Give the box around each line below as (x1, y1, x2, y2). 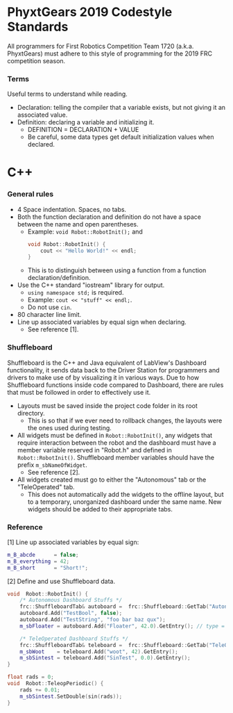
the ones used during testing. (27, 423, 112, 432)
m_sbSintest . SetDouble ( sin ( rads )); (19, 693, 123, 700)
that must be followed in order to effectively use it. (7, 388, 151, 396)
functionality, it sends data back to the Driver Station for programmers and (7, 366, 220, 374)
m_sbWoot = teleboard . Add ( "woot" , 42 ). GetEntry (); (19, 648, 178, 655)
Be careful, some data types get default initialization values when (27, 133, 214, 141)
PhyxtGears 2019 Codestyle (7, 4, 173, 20)
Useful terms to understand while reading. (7, 90, 128, 98)
